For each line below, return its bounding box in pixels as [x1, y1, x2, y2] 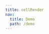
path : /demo [10, 21, 35, 26]
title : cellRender [5, 7, 44, 12]
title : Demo [10, 16, 35, 21]
